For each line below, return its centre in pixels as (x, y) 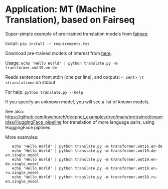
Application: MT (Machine (61, 9)
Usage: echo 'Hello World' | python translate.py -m (61, 63)
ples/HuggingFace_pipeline (33, 122)
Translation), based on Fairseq (70, 20)
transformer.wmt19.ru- (134, 177)
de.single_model (22, 164)
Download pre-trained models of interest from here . (59, 53)
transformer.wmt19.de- (134, 151)
